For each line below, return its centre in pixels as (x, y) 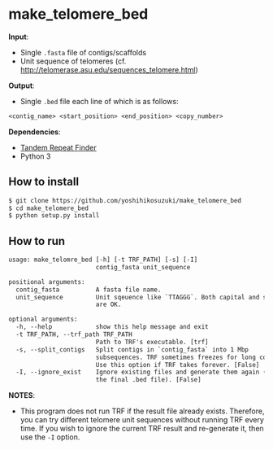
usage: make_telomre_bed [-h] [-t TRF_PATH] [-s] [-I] (103, 260)
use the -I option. (50, 437)
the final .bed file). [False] (148, 380)
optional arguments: (43, 319)
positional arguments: (47, 282)
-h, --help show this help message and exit (112, 327)
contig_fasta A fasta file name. (89, 290)
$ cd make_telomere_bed (49, 208)
